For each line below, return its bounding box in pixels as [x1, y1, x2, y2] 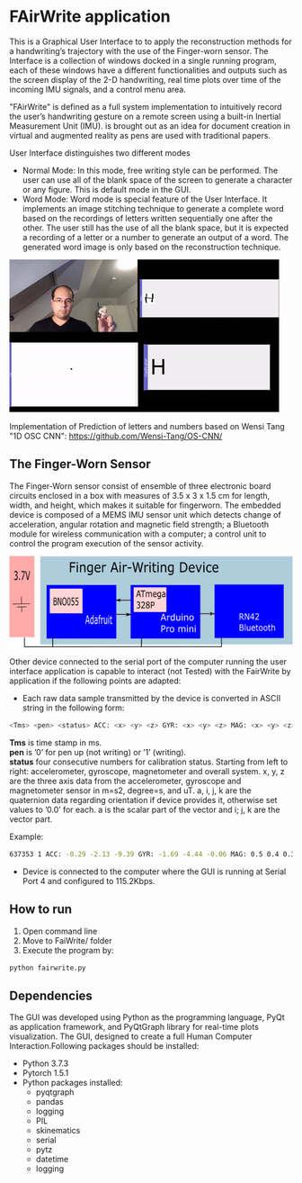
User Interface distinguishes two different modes [9, 147, 191, 158]
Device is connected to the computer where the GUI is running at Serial [22, 866, 287, 877]
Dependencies [9, 988, 93, 1003]
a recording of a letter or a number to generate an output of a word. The [22, 231, 289, 242]
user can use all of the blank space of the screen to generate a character [22, 174, 293, 185]
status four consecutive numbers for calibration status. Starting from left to [9, 756, 289, 767]
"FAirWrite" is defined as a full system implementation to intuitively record [9, 101, 282, 112]
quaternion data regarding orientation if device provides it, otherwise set [9, 794, 278, 805]
